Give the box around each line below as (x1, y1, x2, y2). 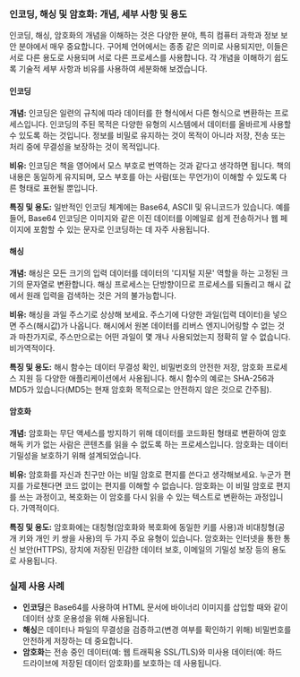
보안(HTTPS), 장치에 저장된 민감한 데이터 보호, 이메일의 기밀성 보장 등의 (18, 544, 270, 554)
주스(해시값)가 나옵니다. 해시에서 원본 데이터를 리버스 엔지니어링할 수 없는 (18, 320, 276, 330)
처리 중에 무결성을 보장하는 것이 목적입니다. (9, 141, 160, 151)
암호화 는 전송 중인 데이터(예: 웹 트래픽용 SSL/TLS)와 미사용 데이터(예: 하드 (21, 647, 283, 657)
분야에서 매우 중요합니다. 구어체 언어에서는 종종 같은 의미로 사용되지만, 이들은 (18, 41, 289, 52)
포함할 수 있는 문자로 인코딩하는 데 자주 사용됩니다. (32, 224, 210, 235)
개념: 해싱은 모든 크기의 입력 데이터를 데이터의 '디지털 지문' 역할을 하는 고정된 (9, 267, 279, 279)
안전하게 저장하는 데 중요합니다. (21, 636, 133, 647)
